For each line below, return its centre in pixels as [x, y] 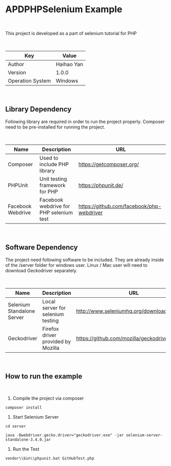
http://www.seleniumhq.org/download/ [122, 311]
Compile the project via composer [48, 398]
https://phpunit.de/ [101, 185]
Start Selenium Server [36, 417]
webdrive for [55, 206]
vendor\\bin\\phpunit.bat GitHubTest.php [50, 458]
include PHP [54, 164]
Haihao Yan [69, 64]
